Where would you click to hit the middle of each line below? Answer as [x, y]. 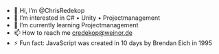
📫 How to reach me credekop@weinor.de [73, 33]
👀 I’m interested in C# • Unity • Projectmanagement [87, 18]
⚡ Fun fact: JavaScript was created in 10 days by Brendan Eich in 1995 [113, 43]
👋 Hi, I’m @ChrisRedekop [49, 11]
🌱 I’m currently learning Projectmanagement [76, 25]
